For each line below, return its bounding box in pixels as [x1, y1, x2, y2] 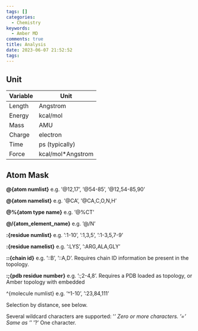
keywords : [6, 25, 31, 31]
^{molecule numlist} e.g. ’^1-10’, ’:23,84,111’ [6, 290, 109, 297]
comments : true [6, 36, 44, 42]
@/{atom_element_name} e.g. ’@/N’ [6, 220, 96, 228]
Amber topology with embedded [6, 278, 85, 285]
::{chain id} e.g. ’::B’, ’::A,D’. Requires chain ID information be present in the [6, 255, 189, 262]
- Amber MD [11, 31, 38, 37]
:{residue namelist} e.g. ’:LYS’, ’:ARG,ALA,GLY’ [6, 243, 121, 250]
